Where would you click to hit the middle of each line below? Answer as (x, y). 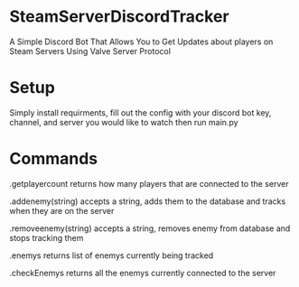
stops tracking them (47, 237)
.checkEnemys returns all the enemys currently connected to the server (143, 273)
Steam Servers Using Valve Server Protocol (90, 51)
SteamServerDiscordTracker (119, 17)
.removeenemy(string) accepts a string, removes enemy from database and (150, 228)
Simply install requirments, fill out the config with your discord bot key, (140, 112)
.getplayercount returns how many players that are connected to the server (149, 183)
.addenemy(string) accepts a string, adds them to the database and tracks (148, 201)
